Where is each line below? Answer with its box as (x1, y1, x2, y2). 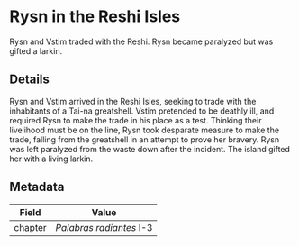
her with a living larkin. (9, 153, 94, 164)
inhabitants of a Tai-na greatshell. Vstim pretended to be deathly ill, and (9, 105, 275, 116)
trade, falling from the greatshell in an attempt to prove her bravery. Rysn (9, 133, 280, 145)
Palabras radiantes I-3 (55, 221, 153, 233)
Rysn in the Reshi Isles (9, 6, 181, 27)
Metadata (9, 179, 65, 195)
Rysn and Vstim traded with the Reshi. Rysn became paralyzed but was (9, 36, 274, 47)
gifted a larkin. (9, 45, 63, 56)
